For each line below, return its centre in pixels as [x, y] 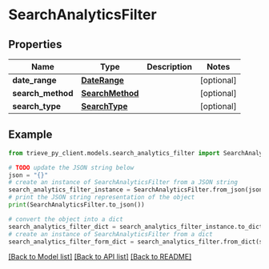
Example [30, 135]
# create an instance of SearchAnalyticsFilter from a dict [111, 234]
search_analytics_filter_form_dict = [71, 242]
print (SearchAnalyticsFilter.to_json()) [77, 205]
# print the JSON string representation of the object [102, 198]
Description [170, 67]
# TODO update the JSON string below [71, 167]
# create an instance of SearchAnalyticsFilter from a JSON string [123, 183]
